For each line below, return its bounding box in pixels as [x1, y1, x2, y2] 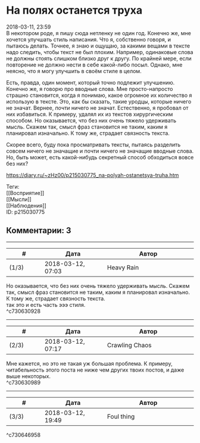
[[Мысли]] [6, 196, 32, 203]
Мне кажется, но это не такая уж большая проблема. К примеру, [6, 360, 173, 367]
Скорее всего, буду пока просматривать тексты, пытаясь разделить [6, 141, 181, 148]
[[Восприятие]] [6, 189, 45, 196]
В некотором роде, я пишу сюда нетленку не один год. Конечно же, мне [6, 29, 192, 36]
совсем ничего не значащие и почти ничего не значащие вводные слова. [6, 147, 194, 155]
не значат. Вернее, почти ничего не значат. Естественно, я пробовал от [6, 104, 189, 111]
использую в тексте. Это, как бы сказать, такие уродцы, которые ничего [6, 98, 192, 105]
